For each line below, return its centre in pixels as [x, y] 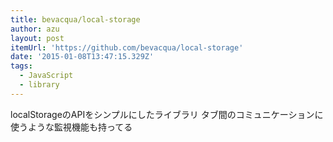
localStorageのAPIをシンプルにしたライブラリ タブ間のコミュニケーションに [167, 114]
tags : [21, 66]
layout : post [37, 38]
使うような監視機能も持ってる [71, 127]
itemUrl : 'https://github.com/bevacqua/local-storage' [127, 47]
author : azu [35, 29]
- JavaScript [46, 76]
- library [39, 85]
